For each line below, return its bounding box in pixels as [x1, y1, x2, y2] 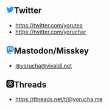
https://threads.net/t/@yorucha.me [15, 96, 103, 103]
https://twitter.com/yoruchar [15, 28, 86, 35]
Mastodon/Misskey [14, 46, 90, 56]
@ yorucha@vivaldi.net [15, 62, 72, 69]
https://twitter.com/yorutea [15, 21, 83, 29]
